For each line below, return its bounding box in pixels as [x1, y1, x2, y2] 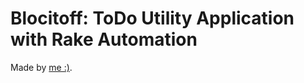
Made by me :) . [10, 61, 73, 73]
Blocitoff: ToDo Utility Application [10, 7, 295, 30]
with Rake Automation [10, 28, 198, 51]
